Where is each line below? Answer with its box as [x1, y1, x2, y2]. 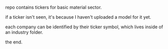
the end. [5, 39, 23, 45]
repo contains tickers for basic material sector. [5, 5, 102, 10]
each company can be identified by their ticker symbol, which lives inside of [5, 24, 163, 30]
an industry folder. [5, 29, 43, 35]
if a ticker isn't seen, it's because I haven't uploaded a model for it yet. [5, 14, 151, 20]
